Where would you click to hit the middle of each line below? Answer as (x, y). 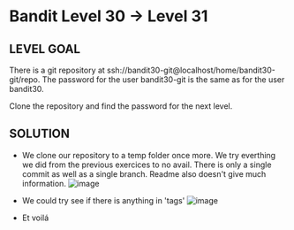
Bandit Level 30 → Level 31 (109, 16)
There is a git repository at (57, 70)
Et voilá (35, 218)
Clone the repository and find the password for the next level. (121, 106)
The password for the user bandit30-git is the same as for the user (163, 80)
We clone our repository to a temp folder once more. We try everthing (149, 155)
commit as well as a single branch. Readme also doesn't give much (144, 173)
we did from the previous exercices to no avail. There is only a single (147, 165)
